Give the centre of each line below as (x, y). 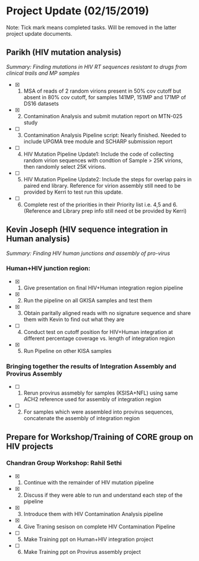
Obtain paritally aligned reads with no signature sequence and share (107, 313)
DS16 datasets (41, 103)
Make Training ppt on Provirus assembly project (82, 551)
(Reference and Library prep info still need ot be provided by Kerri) (105, 211)
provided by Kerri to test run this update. (73, 192)
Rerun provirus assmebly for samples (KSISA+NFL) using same (101, 393)
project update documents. (39, 33)
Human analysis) (38, 239)
